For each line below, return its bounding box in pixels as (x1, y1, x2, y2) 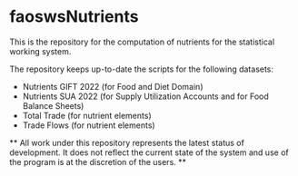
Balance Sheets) (22, 100, 84, 111)
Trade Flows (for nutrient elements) (22, 120, 156, 131)
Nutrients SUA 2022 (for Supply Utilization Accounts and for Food (22, 91, 270, 102)
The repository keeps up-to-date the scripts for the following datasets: (9, 64, 274, 74)
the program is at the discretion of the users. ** (9, 156, 187, 167)
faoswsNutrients (9, 6, 139, 27)
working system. (9, 45, 72, 56)
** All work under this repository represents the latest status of (9, 137, 245, 148)
